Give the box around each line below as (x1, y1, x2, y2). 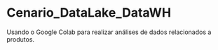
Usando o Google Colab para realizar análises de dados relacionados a (6, 28, 212, 36)
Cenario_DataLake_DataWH (6, 5, 172, 21)
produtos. (6, 35, 35, 43)
